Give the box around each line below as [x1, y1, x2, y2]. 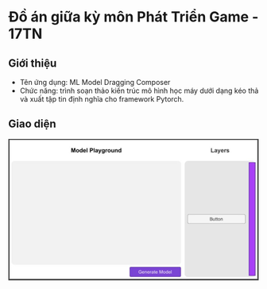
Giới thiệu [8, 56, 57, 70]
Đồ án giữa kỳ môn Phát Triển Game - [8, 8, 259, 26]
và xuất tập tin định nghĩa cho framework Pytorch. [19, 94, 184, 103]
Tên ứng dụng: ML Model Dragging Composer [19, 78, 171, 87]
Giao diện [8, 118, 57, 131]
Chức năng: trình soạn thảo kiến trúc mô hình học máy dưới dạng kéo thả [19, 86, 259, 95]
